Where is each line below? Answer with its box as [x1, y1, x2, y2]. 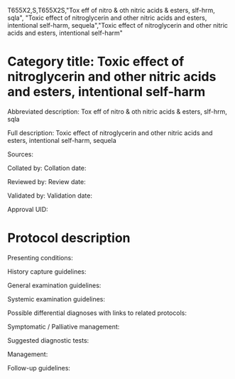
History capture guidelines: [7, 267, 87, 276]
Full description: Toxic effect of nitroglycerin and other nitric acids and [7, 128, 213, 137]
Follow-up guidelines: [7, 363, 71, 372]
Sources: [7, 149, 34, 159]
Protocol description [7, 230, 131, 246]
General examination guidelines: [7, 281, 102, 289]
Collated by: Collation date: [7, 164, 87, 172]
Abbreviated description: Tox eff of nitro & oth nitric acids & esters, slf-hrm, [7, 107, 227, 116]
